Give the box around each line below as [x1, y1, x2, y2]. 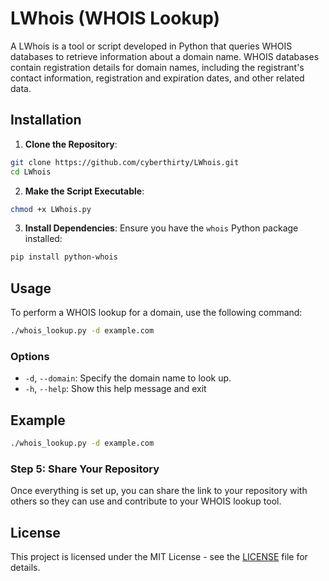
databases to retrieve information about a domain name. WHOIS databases [10, 50, 320, 62]
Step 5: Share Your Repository [10, 462, 160, 476]
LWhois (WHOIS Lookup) [10, 7, 220, 30]
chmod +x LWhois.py [10, 204, 92, 214]
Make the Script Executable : [24, 185, 145, 197]
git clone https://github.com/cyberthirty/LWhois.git [10, 157, 240, 167]
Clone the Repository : [24, 138, 118, 150]
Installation [10, 112, 82, 129]
